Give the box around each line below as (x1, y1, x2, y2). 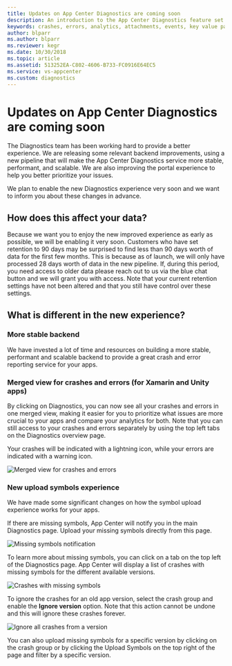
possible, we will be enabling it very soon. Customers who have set (7, 238, 199, 246)
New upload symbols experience (7, 483, 119, 492)
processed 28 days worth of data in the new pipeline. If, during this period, (7, 260, 220, 268)
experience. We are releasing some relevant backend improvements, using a (7, 149, 225, 158)
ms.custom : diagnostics (7, 74, 76, 82)
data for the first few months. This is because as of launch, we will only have (7, 252, 225, 261)
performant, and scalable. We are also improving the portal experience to (7, 164, 215, 172)
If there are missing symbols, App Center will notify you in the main (7, 519, 198, 528)
